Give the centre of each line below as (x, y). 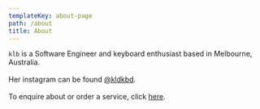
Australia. (24, 62)
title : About (30, 31)
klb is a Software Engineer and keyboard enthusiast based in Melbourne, (130, 54)
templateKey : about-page (50, 16)
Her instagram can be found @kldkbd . (72, 80)
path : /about (30, 23)
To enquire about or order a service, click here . (87, 97)
